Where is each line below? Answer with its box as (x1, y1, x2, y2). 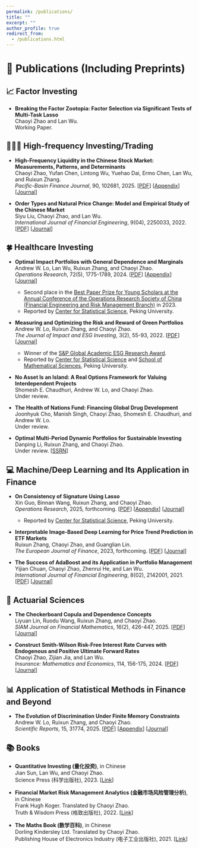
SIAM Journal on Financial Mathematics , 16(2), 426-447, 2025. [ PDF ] (14, 624, 185, 631)
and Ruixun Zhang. (14, 176, 61, 183)
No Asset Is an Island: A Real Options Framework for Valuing (14, 374, 167, 381)
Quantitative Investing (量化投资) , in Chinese (14, 762, 126, 770)
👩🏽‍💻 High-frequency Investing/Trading (6, 141, 153, 151)
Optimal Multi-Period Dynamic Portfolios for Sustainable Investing (14, 434, 182, 441)
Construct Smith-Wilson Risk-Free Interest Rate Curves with (14, 641, 167, 648)
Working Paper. (14, 124, 53, 131)
